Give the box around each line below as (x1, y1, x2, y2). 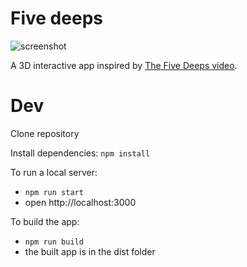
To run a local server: (10, 166, 98, 178)
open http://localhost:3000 (24, 196, 137, 208)
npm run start (24, 187, 84, 197)
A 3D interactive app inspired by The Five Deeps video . (10, 59, 238, 71)
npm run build (24, 237, 84, 247)
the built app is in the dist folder (24, 245, 156, 257)
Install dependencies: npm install (10, 147, 151, 159)
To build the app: (10, 215, 80, 227)
